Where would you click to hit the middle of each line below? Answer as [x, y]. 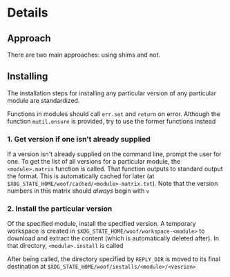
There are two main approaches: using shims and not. [84, 55]
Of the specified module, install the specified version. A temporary [102, 224]
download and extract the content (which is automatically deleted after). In [113, 238]
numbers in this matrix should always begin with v [78, 191]
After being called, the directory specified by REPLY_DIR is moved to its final [114, 259]
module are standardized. [44, 100]
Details [28, 13]
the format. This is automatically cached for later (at [81, 176]
